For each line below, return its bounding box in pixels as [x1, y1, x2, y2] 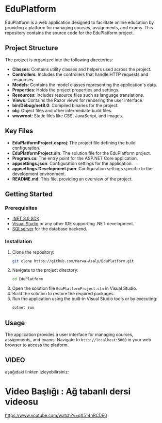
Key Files [5, 127, 33, 135]
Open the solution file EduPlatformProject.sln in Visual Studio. [12, 285, 137, 291]
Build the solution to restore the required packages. [12, 291, 115, 297]
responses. [12, 76, 35, 82]
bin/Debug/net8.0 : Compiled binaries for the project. [12, 102, 119, 108]
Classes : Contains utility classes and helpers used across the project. [12, 66, 152, 72]
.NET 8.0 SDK [12, 215, 40, 222]
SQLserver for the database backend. [12, 226, 87, 232]
